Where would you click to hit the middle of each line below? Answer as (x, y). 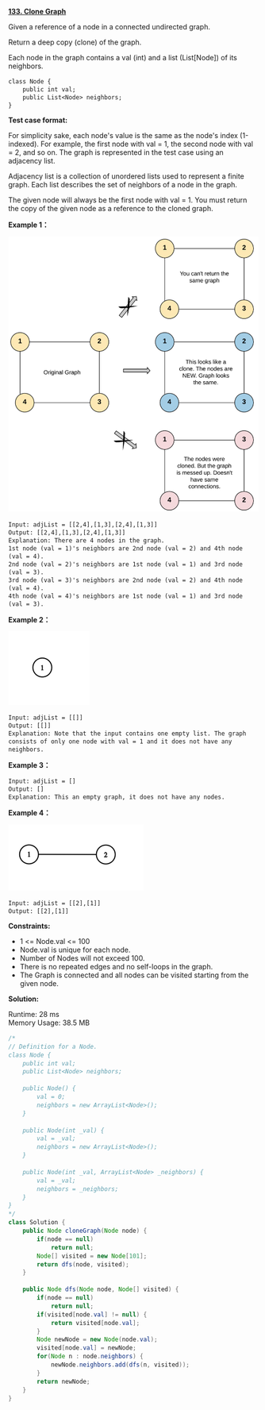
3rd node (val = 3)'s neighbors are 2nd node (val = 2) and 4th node (126, 580)
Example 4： (30, 812)
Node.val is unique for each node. (75, 950)
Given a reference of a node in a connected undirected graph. (109, 27)
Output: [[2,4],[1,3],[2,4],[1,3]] (67, 532)
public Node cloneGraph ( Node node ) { (85, 1231)
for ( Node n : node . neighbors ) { (90, 1357)
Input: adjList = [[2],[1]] (55, 903)
